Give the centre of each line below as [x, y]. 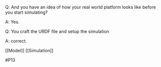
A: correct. [16, 41]
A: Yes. [12, 22]
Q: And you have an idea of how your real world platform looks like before [80, 7]
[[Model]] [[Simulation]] [29, 50]
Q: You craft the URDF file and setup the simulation [57, 31]
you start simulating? [27, 12]
